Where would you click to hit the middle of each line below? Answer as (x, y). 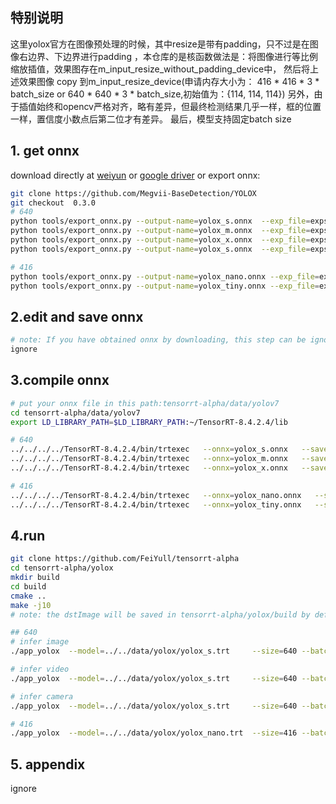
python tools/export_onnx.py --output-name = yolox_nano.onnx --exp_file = (165, 276)
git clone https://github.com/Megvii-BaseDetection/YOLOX (133, 193)
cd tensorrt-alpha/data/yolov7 (75, 413)
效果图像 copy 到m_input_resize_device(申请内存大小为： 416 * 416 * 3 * (169, 81)
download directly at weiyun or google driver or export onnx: (135, 175)
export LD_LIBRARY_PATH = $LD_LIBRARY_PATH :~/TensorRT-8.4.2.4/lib (149, 422)
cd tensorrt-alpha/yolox (62, 568)
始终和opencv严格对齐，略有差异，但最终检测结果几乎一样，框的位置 (179, 106)
